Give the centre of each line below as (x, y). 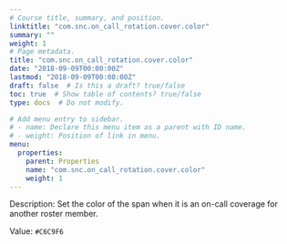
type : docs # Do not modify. (67, 102)
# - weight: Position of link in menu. (85, 136)
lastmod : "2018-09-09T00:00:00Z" (73, 77)
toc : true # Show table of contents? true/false (106, 94)
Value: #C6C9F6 (36, 231)
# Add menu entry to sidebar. (67, 119)
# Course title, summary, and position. (87, 18)
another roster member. (54, 214)
